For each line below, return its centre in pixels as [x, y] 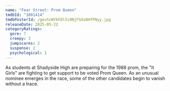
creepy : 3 [20, 39]
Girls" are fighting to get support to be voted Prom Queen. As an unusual [82, 73]
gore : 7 [18, 34]
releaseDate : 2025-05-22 [32, 24]
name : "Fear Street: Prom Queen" [41, 10]
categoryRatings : [24, 29]
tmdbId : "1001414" [25, 15]
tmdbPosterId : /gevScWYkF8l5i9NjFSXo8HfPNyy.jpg [58, 19]
